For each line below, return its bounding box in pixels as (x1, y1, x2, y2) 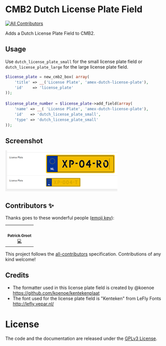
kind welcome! (5, 257, 36, 263)
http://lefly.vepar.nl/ (12, 301, 54, 307)
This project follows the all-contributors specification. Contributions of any (5, 251, 161, 257)
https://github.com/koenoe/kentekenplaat (12, 290, 100, 296)
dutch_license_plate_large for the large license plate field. (5, 64, 128, 70)
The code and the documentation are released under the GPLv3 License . (5, 335, 157, 341)
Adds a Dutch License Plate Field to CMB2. (5, 30, 95, 36)
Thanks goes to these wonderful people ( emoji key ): (5, 214, 115, 221)
